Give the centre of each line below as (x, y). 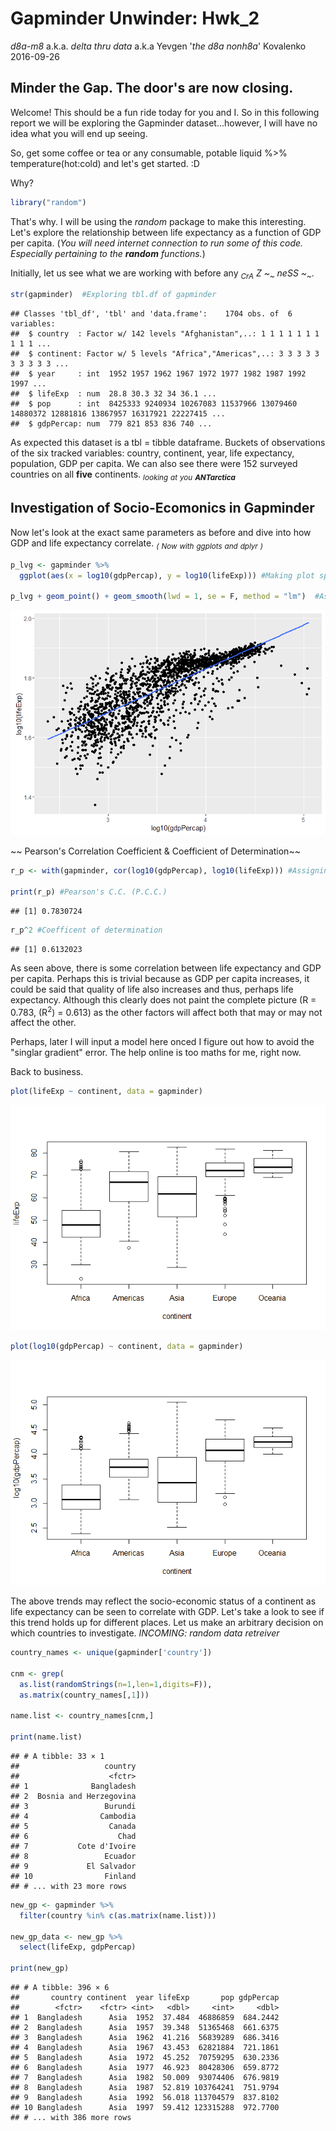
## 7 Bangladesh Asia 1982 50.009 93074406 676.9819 (145, 2078)
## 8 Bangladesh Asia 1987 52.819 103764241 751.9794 (145, 2088)
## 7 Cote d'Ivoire (73, 1846)
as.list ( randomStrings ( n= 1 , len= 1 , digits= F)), (116, 1684)
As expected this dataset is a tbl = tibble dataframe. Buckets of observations (168, 443)
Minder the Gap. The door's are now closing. (152, 88)
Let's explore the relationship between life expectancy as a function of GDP (166, 232)
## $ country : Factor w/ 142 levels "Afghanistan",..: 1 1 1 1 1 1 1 (165, 334)
